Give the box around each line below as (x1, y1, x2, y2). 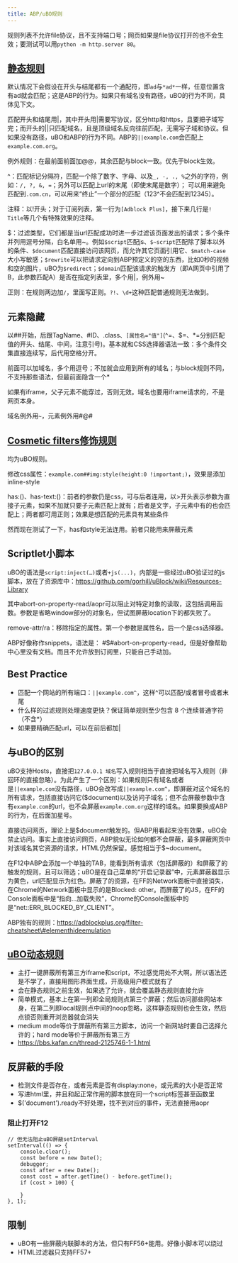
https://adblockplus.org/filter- (56, 918, 144, 926)
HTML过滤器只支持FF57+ (17, 1248, 92, 1257)
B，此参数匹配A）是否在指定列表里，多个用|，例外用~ (7, 273, 165, 282)
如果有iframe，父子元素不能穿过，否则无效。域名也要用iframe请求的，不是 (7, 388, 225, 396)
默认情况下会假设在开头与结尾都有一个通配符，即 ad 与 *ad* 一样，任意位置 (7, 82, 219, 91)
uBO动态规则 (7, 948, 64, 960)
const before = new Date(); (20, 1154, 103, 1162)
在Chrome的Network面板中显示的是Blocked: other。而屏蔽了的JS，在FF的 (7, 885, 225, 894)
